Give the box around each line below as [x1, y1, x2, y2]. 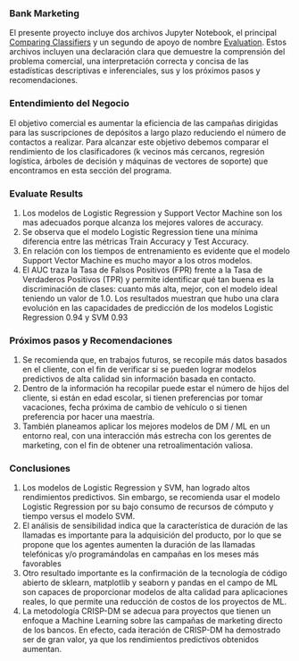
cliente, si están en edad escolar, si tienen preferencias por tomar [21, 392, 263, 404]
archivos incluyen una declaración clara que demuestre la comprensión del [9, 46, 286, 57]
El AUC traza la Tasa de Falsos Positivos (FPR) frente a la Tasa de [21, 264, 263, 275]
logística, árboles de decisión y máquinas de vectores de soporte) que [9, 155, 269, 166]
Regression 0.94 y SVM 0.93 [21, 312, 129, 322]
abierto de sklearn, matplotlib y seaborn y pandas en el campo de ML [21, 577, 278, 588]
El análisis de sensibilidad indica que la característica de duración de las [21, 521, 288, 531]
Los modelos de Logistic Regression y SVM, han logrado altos [21, 482, 251, 493]
